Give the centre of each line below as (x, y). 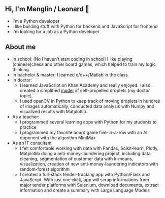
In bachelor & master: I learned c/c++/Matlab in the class (70, 75)
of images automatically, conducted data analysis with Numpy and (87, 106)
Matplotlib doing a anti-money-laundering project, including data (85, 153)
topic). (26, 96)
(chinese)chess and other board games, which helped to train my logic (84, 64)
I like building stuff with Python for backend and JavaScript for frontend (85, 26)
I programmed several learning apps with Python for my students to (88, 122)
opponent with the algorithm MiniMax (58, 138)
